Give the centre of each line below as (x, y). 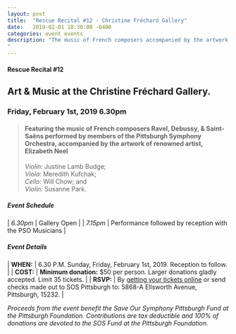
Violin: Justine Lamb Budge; (65, 167)
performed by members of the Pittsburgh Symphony (123, 136)
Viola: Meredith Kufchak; (61, 174)
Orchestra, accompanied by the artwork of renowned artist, (114, 143)
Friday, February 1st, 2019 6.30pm (67, 112)
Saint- (215, 129)
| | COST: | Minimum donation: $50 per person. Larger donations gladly (112, 272)
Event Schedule (31, 205)
